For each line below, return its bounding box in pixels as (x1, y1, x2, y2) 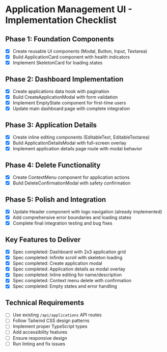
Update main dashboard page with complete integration (12, 105, 130, 112)
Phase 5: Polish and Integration (5, 195, 106, 204)
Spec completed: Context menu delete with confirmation (12, 278, 131, 284)
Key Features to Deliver (5, 235, 81, 244)
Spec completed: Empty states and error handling (12, 283, 117, 289)
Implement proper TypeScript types (12, 323, 88, 330)
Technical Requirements (5, 298, 85, 307)
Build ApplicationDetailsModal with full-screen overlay (12, 140, 127, 146)
